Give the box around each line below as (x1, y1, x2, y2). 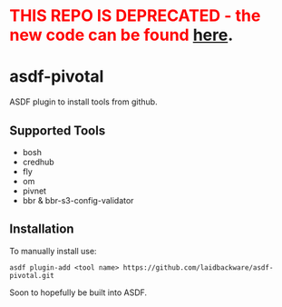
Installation (9, 222, 74, 237)
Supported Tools (9, 123, 106, 138)
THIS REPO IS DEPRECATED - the (9, 5, 261, 26)
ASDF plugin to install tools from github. (9, 96, 158, 107)
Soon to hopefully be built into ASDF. (9, 287, 148, 298)
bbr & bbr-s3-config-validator (22, 194, 134, 205)
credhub (22, 156, 54, 167)
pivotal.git (9, 271, 54, 280)
